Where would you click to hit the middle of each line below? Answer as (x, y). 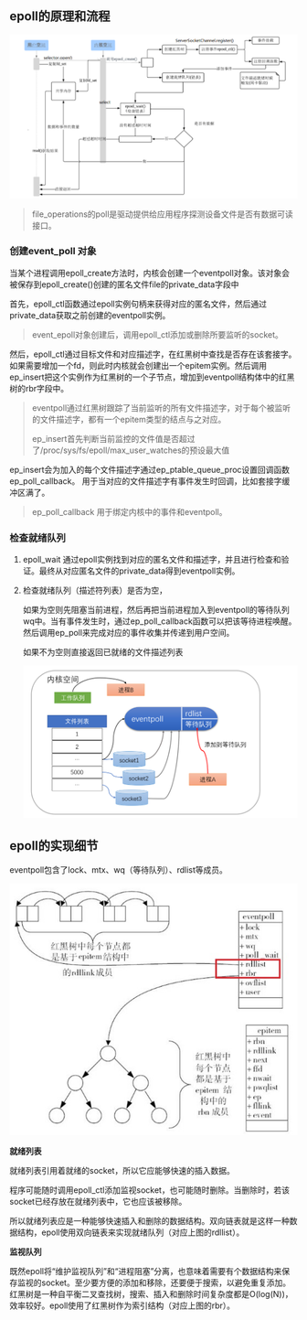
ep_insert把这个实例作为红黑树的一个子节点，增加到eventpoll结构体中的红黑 (152, 377)
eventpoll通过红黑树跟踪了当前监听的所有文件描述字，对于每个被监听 (161, 408)
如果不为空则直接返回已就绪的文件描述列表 (103, 652)
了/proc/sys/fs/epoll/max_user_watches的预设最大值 (131, 450)
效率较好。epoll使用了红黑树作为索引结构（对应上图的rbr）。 (122, 1305)
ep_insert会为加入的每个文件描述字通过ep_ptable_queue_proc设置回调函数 (150, 469)
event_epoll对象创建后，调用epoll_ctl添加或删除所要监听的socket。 (157, 334)
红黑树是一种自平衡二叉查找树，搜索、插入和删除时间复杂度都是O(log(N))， (152, 1293)
